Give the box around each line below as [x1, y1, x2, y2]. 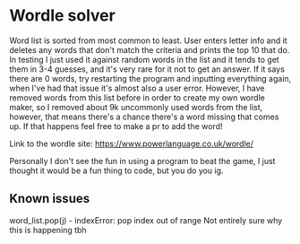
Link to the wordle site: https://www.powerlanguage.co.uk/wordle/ [9, 138, 253, 149]
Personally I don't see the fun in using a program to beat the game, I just [9, 155, 276, 166]
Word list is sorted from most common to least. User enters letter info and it [9, 35, 288, 46]
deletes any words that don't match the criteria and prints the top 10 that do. [9, 44, 290, 55]
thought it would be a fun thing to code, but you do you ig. [9, 165, 224, 176]
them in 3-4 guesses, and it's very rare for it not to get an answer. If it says [9, 64, 285, 74]
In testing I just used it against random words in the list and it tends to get [9, 54, 279, 65]
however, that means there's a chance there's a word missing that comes [9, 111, 279, 122]
